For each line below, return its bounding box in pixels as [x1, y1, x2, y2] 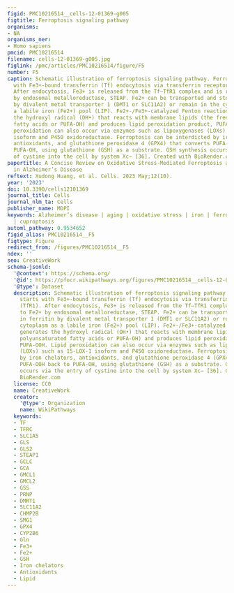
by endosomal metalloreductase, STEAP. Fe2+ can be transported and [13, 95, 217, 102]
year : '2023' [7, 179, 45, 186]
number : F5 [7, 68, 39, 75]
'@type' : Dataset [13, 283, 64, 290]
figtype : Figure [7, 237, 54, 244]
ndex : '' [7, 251, 33, 258]
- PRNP [13, 490, 33, 498]
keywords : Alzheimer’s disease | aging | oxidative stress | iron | [7, 212, 210, 219]
